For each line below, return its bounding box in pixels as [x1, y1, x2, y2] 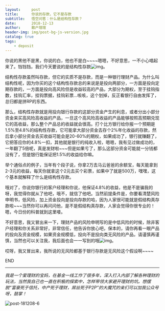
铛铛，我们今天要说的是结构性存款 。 [22, 63, 108, 69]
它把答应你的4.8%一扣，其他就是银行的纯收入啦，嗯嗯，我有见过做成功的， [5, 139, 158, 145]
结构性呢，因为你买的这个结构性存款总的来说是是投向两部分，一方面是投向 [5, 80, 155, 86]
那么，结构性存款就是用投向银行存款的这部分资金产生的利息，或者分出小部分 [5, 108, 160, 115]
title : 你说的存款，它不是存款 [5, 12, 72, 17]
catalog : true [5, 35, 34, 40]
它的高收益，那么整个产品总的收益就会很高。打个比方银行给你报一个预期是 [5, 121, 155, 127]
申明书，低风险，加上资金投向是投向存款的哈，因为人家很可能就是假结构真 [5, 196, 155, 203]
